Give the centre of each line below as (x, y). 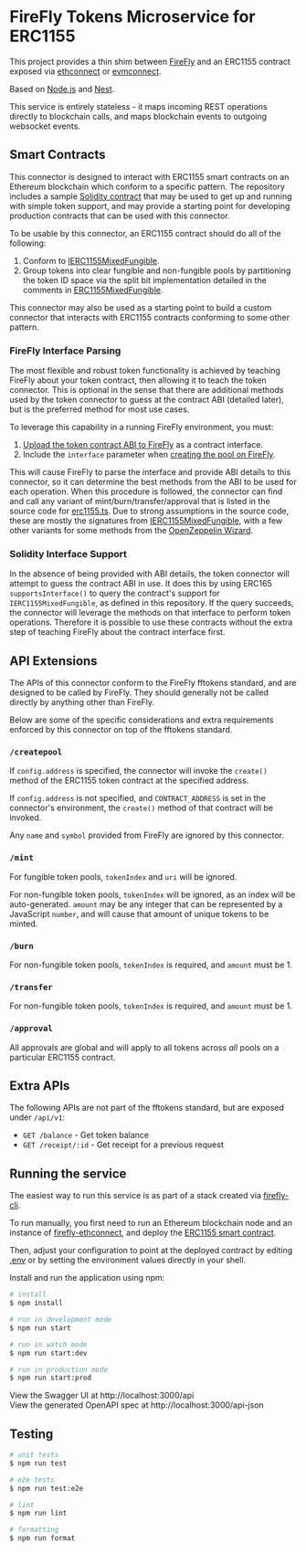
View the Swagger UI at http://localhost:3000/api (102, 1396)
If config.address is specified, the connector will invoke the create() (138, 771)
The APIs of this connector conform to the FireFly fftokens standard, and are (153, 683)
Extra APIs (40, 1086)
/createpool (36, 752)
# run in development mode (61, 1320)
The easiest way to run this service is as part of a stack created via (136, 1196)
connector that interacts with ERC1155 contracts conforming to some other (150, 317)
